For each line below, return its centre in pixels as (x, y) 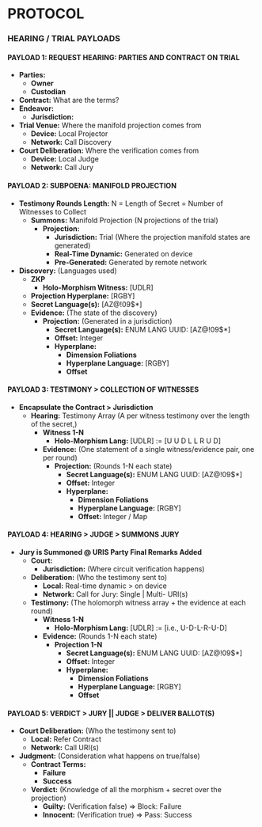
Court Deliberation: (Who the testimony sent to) (97, 731)
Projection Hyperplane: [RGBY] (83, 296)
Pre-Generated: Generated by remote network (131, 262)
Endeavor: (36, 108)
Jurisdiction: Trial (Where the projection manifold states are (152, 237)
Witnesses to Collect (53, 211)
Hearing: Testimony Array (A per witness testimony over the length (140, 415)
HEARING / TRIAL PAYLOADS (64, 39)
